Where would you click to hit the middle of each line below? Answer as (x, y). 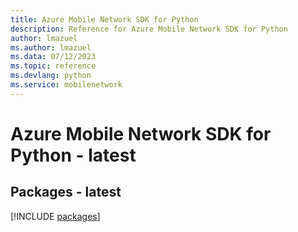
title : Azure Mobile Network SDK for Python (104, 19)
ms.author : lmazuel (51, 47)
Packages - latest (66, 192)
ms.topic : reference (53, 66)
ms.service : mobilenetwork (66, 85)
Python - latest (73, 155)
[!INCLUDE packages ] (55, 216)
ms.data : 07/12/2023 (53, 57)
